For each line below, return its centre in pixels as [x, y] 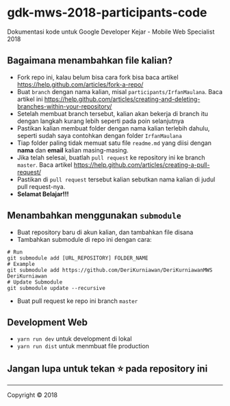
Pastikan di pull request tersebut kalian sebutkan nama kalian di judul [116, 179]
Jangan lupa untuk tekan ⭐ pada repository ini [107, 369]
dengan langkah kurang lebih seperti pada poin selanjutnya [101, 121]
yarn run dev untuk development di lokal [74, 339]
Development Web [47, 322]
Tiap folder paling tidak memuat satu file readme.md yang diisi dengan [114, 143]
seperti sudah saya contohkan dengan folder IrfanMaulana [100, 135]
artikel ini [30, 99]
